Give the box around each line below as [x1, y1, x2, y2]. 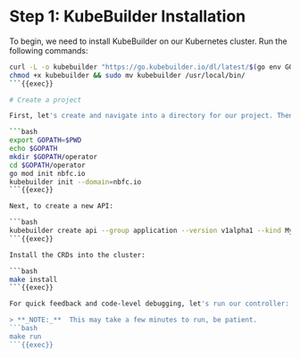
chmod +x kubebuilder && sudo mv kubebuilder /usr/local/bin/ [9, 71, 246, 79]
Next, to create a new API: [9, 202, 114, 211]
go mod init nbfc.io [9, 169, 87, 178]
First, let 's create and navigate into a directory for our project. [9, 112, 274, 121]
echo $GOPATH [9, 145, 58, 154]
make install [9, 275, 58, 284]
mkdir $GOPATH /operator [9, 152, 98, 162]
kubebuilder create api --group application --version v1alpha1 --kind [9, 226, 281, 236]
